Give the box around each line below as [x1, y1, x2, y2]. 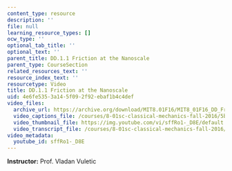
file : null [7, 23, 39, 30]
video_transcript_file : [13, 125, 81, 132]
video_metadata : [7, 132, 54, 139]
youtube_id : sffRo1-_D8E [13, 139, 85, 145]
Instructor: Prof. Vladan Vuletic [7, 157, 97, 165]
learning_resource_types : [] [7, 29, 91, 37]
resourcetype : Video [7, 81, 67, 88]
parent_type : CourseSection [7, 61, 88, 68]
